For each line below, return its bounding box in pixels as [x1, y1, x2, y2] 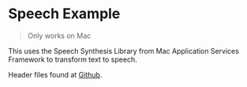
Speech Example [8, 5, 121, 23]
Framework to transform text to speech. [8, 55, 137, 64]
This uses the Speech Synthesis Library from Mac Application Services [8, 46, 239, 55]
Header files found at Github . [8, 70, 103, 79]
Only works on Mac [27, 31, 92, 40]
